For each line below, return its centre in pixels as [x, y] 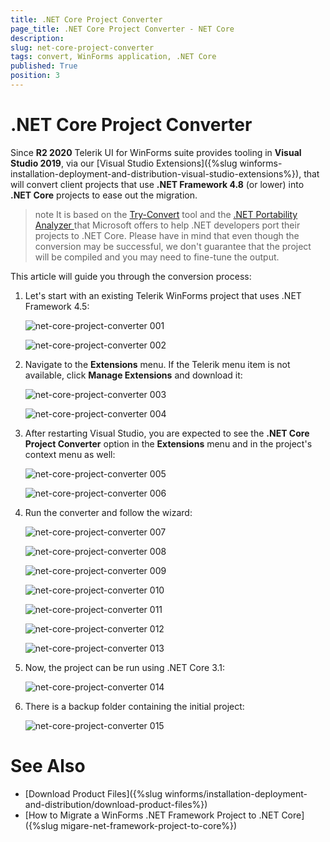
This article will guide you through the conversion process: [131, 276]
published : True [44, 66]
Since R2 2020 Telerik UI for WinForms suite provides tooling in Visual [156, 152]
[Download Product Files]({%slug [93, 793]
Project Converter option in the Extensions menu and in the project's [168, 443]
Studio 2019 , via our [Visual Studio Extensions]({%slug [124, 163]
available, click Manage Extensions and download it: [133, 375]
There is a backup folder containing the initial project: [134, 706]
